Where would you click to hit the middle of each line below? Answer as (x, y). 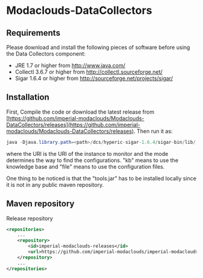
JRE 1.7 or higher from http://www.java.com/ (70, 65)
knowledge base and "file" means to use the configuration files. (85, 166)
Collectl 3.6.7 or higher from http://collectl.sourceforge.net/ (89, 72)
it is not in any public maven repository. (55, 184)
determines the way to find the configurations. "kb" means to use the (92, 160)
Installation (28, 97)
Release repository (30, 218)
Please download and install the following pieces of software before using (98, 47)
